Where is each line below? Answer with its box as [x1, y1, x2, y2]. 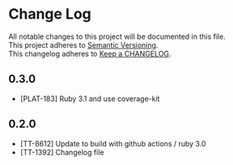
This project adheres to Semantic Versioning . [8, 40, 159, 49]
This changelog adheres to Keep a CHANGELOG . [8, 49, 172, 58]
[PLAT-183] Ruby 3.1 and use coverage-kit [19, 94, 160, 104]
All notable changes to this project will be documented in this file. [8, 32, 227, 41]
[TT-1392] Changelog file [19, 147, 104, 157]
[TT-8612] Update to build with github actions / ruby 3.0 [19, 138, 206, 148]
